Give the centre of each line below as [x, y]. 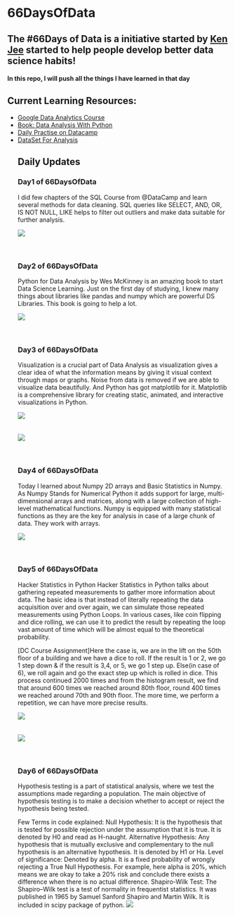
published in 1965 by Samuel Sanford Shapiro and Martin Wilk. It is [113, 897]
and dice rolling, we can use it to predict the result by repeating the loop [121, 622]
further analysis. [41, 220]
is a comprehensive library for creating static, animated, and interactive [120, 395]
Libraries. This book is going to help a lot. [77, 303]
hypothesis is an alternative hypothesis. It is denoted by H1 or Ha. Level [120, 852]
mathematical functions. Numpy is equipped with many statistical [127, 508]
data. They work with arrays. [59, 523]
